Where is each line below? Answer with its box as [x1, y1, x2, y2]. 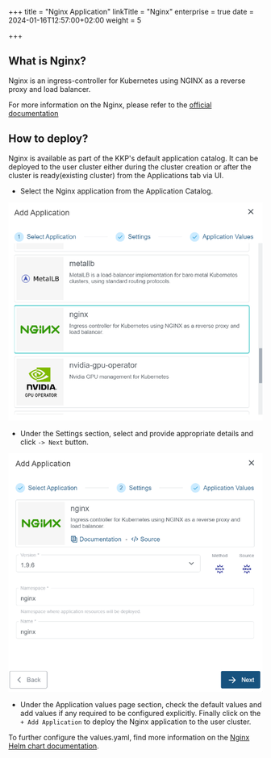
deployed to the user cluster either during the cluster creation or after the [8, 161, 252, 172]
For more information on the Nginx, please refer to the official [8, 100, 212, 110]
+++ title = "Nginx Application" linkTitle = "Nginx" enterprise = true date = [8, 7, 254, 16]
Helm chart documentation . [8, 741, 99, 751]
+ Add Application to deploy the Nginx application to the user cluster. [19, 717, 252, 727]
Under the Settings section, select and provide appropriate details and [19, 428, 254, 438]
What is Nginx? [8, 54, 87, 68]
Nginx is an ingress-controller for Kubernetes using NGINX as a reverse [8, 76, 246, 85]
